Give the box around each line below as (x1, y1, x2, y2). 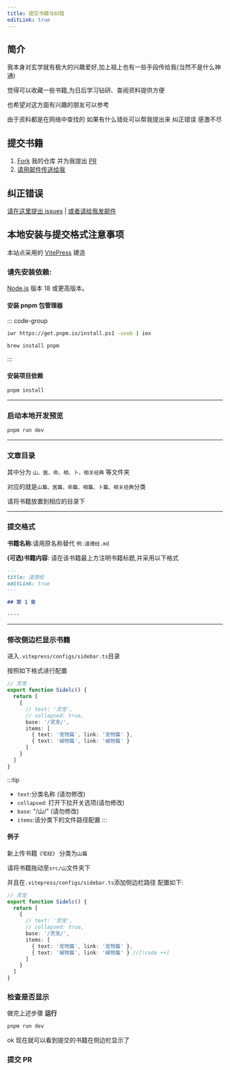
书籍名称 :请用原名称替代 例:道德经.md (7, 539, 110, 547)
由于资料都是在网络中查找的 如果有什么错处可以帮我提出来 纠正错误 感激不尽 (7, 115, 222, 123)
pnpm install (7, 387, 44, 394)
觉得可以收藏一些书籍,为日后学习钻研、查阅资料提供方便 (7, 86, 166, 95)
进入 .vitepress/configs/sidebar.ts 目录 (7, 652, 120, 661)
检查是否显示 (7, 992, 50, 1002)
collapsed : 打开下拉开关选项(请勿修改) (16, 798, 125, 807)
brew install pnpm (7, 342, 60, 350)
